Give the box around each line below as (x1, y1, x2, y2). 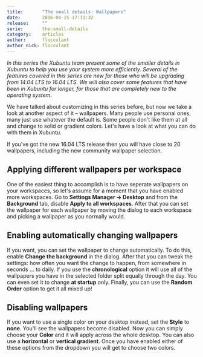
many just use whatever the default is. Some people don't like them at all (7, 116, 188, 123)
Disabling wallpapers (7, 302, 88, 312)
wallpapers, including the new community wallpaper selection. (7, 146, 163, 154)
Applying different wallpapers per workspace (7, 165, 182, 175)
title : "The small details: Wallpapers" (7, 8, 126, 15)
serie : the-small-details (7, 25, 88, 32)
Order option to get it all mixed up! (7, 285, 92, 292)
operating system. (7, 91, 52, 99)
